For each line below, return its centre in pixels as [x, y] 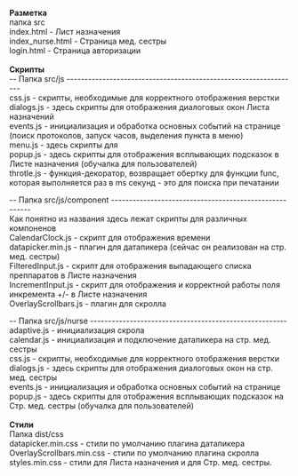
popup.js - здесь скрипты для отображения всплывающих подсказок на [147, 396]
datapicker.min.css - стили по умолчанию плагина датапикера [127, 444]
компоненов [33, 228]
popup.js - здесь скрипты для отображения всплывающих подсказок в [144, 154]
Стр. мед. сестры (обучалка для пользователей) [101, 406]
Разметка [28, 13]
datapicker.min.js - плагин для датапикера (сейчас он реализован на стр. [148, 247]
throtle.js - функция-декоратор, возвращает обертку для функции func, [144, 173]
